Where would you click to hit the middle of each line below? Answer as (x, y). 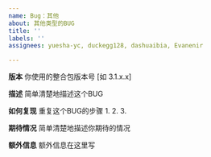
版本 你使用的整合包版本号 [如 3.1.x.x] (70, 76)
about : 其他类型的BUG (41, 23)
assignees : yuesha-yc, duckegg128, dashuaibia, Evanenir (106, 46)
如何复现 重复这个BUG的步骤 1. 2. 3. (68, 111)
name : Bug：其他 (34, 16)
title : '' (25, 31)
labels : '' (27, 38)
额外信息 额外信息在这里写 (52, 145)
